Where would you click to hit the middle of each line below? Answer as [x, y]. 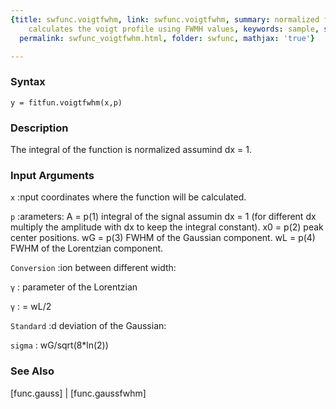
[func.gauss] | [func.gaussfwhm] [78, 393]
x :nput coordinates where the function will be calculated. [128, 197]
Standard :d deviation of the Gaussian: [88, 326]
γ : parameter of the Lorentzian [74, 287]
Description [39, 128]
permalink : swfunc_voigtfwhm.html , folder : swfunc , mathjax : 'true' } [167, 38]
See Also [32, 371]
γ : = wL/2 [31, 307]
